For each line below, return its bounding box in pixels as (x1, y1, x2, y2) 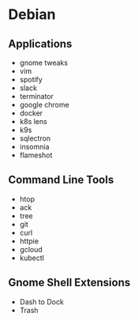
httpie (19, 236, 39, 246)
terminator (19, 92, 54, 100)
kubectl (19, 253, 45, 262)
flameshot (19, 150, 53, 160)
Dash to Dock (19, 296, 65, 306)
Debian (8, 6, 56, 24)
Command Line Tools (8, 173, 114, 187)
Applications (8, 37, 73, 51)
